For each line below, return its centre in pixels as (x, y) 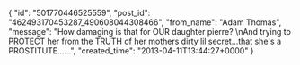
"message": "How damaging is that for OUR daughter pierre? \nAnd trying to (150, 32)
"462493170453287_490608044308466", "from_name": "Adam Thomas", (145, 22)
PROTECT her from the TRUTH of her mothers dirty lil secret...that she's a (145, 41)
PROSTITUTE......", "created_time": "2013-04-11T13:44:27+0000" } (131, 51)
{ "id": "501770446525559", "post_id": (79, 13)
